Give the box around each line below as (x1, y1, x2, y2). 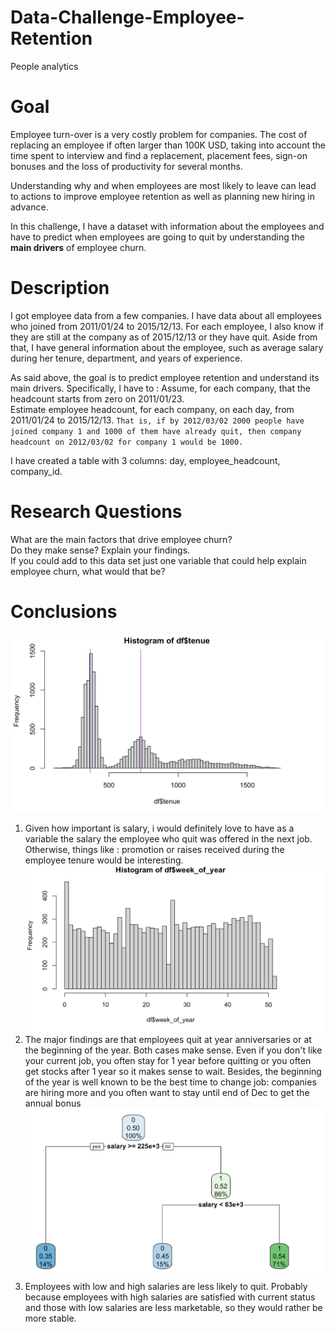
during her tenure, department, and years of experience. (10, 352, 243, 364)
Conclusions (10, 600, 118, 623)
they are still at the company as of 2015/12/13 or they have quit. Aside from (10, 331, 318, 343)
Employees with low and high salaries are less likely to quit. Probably (24, 1280, 308, 1292)
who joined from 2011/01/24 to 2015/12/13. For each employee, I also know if (10, 320, 324, 332)
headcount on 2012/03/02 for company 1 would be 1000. (10, 437, 244, 447)
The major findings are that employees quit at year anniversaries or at (24, 1034, 312, 1046)
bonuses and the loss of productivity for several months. (10, 160, 243, 172)
